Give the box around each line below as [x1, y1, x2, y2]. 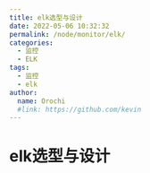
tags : [9, 64, 29, 73]
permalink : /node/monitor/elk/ [9, 30, 126, 39]
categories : [9, 38, 54, 48]
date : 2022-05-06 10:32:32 [9, 22, 110, 30]
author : [9, 88, 38, 97]
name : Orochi [17, 96, 66, 106]
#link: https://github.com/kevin [17, 105, 142, 114]
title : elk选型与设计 [9, 13, 83, 22]
